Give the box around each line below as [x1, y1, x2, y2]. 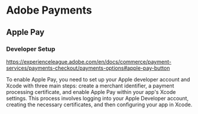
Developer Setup [6, 45, 56, 53]
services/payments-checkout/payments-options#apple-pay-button [6, 64, 170, 71]
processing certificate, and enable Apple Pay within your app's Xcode [6, 88, 176, 95]
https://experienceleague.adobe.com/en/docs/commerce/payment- [6, 58, 171, 65]
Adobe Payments [6, 4, 92, 17]
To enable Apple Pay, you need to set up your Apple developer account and [6, 76, 190, 83]
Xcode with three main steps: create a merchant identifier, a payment [6, 82, 174, 89]
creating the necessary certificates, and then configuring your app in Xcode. [6, 101, 193, 108]
